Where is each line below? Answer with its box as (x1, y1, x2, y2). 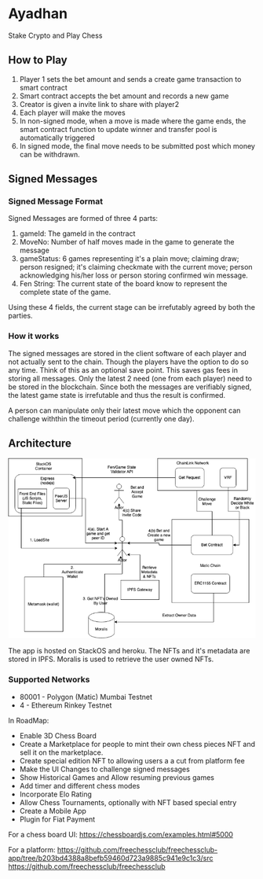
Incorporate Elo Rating (19, 789, 93, 799)
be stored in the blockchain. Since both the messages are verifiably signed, (8, 382, 252, 392)
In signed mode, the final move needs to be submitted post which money (19, 141, 255, 150)
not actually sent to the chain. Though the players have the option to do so (8, 357, 249, 366)
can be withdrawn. (19, 149, 80, 159)
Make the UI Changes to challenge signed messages (19, 764, 190, 774)
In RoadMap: (8, 715, 49, 725)
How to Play (8, 53, 68, 67)
